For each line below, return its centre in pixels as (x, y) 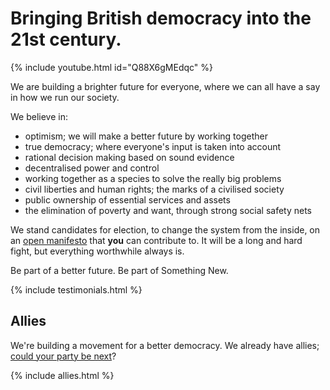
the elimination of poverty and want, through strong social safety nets (168, 210)
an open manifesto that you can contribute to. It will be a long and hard (156, 240)
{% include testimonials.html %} (76, 289)
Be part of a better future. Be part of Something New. (119, 270)
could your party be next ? (63, 356)
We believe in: (39, 116)
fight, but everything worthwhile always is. (97, 251)
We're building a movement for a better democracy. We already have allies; (165, 345)
